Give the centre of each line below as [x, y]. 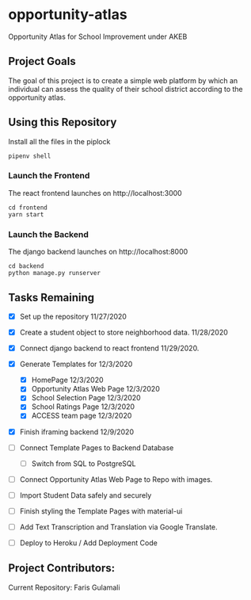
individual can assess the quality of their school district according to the [125, 89]
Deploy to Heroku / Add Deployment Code [89, 543]
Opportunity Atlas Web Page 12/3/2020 [95, 389]
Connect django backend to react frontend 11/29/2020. [109, 348]
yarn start [26, 214]
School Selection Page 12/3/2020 [86, 398]
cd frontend [28, 208]
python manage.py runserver [55, 273]
